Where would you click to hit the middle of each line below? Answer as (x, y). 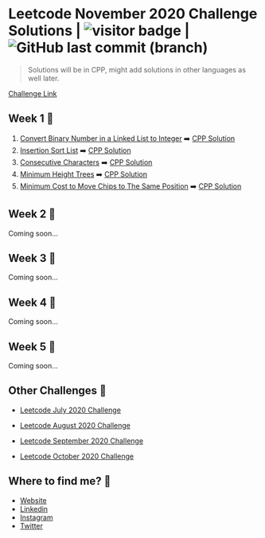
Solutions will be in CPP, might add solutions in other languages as (137, 69)
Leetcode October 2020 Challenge (77, 456)
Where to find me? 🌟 (60, 481)
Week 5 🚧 (32, 347)
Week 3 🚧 (32, 258)
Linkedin (34, 509)
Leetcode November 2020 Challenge (133, 14)
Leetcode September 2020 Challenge (82, 441)
